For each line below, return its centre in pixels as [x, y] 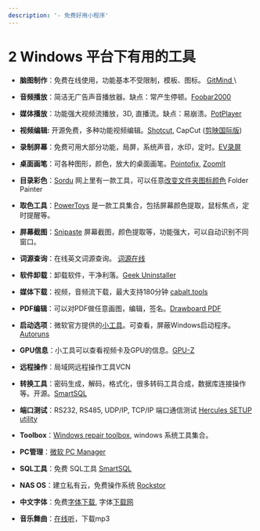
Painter [31, 189]
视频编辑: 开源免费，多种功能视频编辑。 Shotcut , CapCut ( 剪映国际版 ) [131, 130]
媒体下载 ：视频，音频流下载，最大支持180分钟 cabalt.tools [114, 291]
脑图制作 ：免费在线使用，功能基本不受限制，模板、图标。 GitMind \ [128, 80]
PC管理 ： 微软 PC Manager [62, 452]
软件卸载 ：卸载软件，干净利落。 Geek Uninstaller [97, 275]
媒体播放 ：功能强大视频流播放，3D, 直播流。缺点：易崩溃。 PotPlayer [130, 113]
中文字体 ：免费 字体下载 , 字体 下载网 [76, 502]
